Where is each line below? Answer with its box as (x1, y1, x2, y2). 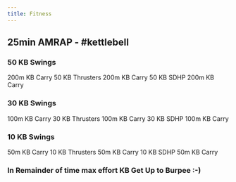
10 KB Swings (7, 131, 55, 141)
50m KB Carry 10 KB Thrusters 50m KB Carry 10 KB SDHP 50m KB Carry (7, 148, 218, 156)
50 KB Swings (7, 57, 56, 67)
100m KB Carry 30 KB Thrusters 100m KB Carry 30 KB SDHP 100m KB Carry (7, 114, 229, 123)
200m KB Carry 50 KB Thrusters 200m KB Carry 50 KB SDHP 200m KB (7, 73, 215, 82)
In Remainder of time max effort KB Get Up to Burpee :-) (7, 165, 201, 175)
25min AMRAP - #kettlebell (7, 37, 129, 48)
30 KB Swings (7, 98, 56, 108)
